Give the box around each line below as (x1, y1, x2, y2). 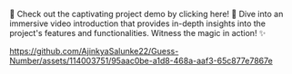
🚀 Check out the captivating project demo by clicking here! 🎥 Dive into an (9, 9, 284, 19)
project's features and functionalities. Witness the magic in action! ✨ (9, 28, 267, 38)
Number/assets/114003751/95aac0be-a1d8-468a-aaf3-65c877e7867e (9, 55, 273, 66)
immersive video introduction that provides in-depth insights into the (9, 18, 267, 29)
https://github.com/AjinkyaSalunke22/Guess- (9, 46, 179, 56)
